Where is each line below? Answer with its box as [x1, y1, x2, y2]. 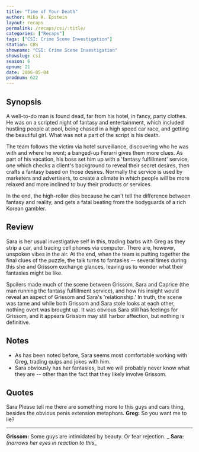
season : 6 [6, 58, 31, 64]
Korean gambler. [6, 205, 46, 212]
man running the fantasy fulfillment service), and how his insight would [6, 287, 179, 294]
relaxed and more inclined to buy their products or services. [6, 180, 152, 187]
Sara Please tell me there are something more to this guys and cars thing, [6, 403, 185, 410]
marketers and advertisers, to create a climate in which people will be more [6, 174, 190, 182]
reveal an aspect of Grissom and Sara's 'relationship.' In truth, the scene [6, 293, 182, 300]
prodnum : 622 [6, 75, 38, 81]
